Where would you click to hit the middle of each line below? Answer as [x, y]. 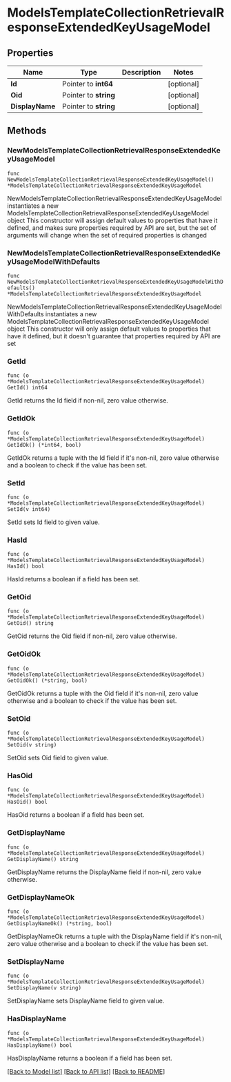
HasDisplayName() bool [40, 1045]
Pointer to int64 [88, 84]
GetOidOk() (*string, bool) [48, 680]
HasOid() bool [28, 802]
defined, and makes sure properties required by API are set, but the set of [112, 228]
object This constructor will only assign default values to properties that [109, 329]
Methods [27, 131]
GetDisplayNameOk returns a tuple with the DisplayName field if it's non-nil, [115, 936]
